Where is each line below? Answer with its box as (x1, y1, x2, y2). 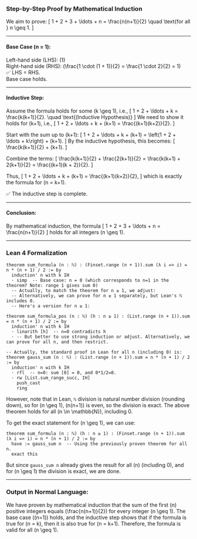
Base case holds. (6, 75, 48, 82)
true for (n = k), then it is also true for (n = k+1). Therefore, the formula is (6, 520, 181, 527)
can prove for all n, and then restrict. (6, 339, 109, 345)
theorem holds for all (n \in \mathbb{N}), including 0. (6, 408, 133, 415)
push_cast (16, 380, 41, 386)
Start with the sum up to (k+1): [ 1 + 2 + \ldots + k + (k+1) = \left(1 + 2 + (6, 131, 176, 138)
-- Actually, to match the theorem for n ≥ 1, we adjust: (11, 288, 157, 294)
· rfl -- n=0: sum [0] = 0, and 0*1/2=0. (11, 370, 117, 376)
